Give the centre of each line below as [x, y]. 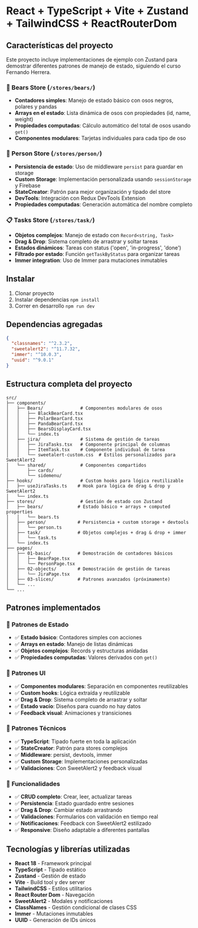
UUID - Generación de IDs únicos [55, 920]
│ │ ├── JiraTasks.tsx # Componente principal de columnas [88, 444]
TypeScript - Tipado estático [50, 869]
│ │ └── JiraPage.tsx [38, 574]
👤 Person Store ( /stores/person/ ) [54, 153]
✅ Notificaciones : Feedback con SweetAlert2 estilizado [83, 823]
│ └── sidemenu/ [34, 475]
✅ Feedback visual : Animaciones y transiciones [73, 713]
